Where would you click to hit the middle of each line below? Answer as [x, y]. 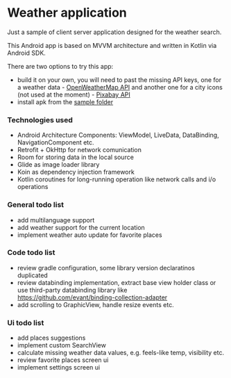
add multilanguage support [56, 220]
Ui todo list [26, 322]
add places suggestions [51, 338]
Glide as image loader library [58, 165]
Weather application [67, 13]
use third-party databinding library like [72, 290]
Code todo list [31, 253]
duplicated [33, 275]
